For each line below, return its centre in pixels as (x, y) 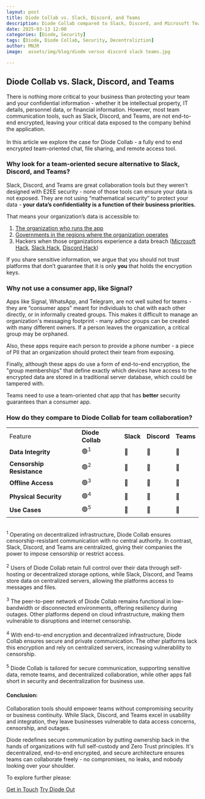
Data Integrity (30, 452)
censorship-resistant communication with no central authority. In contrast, (99, 541)
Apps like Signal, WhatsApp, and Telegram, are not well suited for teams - (99, 302)
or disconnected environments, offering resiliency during (106, 607)
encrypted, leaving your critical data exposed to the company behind (104, 122)
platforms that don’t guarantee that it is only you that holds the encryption (99, 266)
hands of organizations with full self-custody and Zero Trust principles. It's (100, 747)
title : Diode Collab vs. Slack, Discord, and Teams (73, 18)
